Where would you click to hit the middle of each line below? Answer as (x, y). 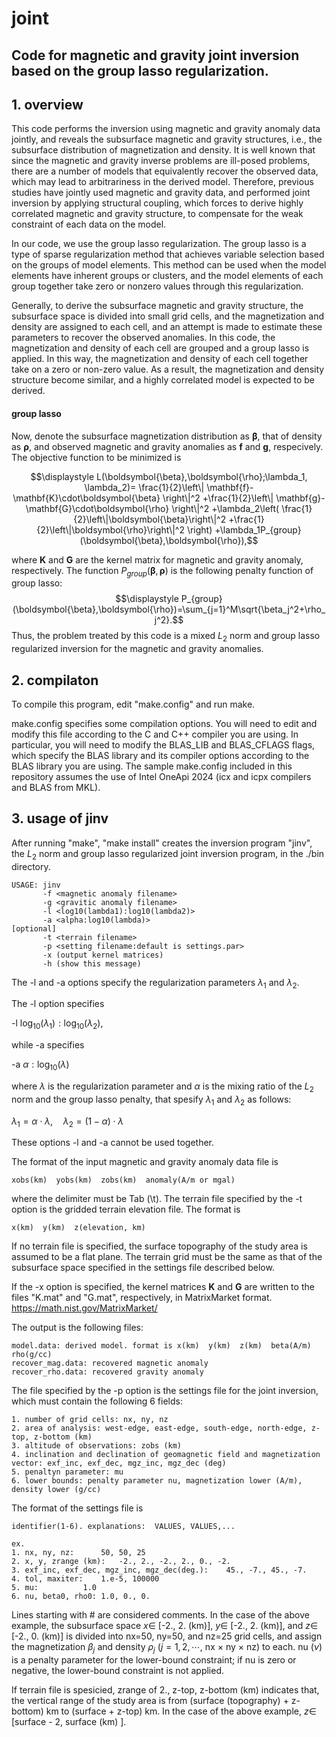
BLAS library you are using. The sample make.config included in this (152, 766)
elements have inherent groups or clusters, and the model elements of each (167, 276)
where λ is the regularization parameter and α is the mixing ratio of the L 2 (162, 1087)
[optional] (34, 928)
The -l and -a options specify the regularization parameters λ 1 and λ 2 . (155, 983)
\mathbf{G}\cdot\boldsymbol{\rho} (97, 508)
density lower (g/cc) (56, 1490)
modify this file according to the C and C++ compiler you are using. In (155, 734)
